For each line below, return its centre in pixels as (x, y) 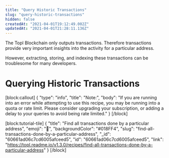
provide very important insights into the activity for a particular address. (80, 48)
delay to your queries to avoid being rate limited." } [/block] (67, 114)
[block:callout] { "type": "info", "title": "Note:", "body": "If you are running (81, 98)
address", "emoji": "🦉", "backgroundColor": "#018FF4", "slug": (70, 129)
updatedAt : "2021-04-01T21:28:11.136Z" (47, 29)
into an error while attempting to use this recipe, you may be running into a (83, 103)
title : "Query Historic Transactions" (46, 10)
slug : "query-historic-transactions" (45, 15)
